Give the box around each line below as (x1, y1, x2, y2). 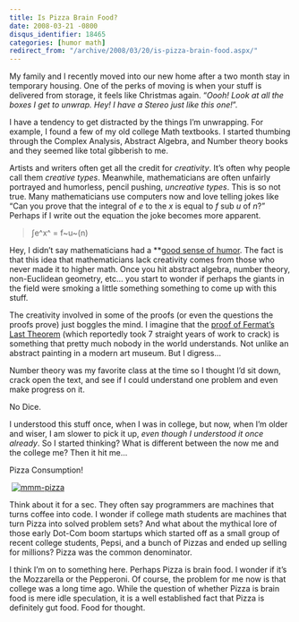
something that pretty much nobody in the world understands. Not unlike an (9, 338, 289, 349)
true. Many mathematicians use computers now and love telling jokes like (9, 192, 279, 202)
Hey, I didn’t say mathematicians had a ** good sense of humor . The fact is (9, 245, 284, 256)
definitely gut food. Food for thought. (9, 602, 146, 613)
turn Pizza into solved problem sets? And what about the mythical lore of (9, 518, 278, 529)
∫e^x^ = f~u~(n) (30, 227, 89, 238)
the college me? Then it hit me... (9, 447, 128, 458)
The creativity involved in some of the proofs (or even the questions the (9, 310, 274, 320)
